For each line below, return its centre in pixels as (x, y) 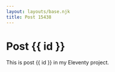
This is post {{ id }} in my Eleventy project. (58, 63)
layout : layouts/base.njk (38, 12)
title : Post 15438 (29, 17)
